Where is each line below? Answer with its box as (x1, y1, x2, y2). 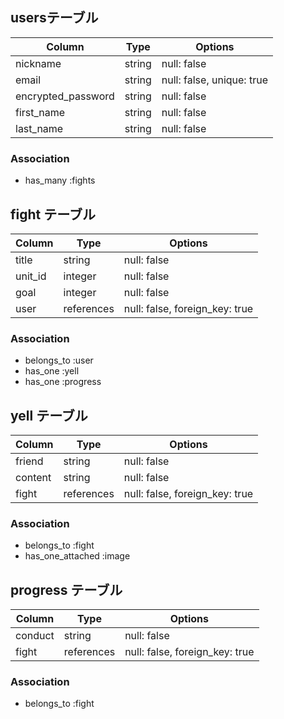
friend (15, 454, 44, 468)
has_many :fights (24, 174, 96, 187)
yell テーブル (10, 407, 88, 424)
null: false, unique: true (161, 73, 268, 87)
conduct (15, 629, 55, 643)
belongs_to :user (24, 354, 94, 367)
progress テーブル (10, 581, 123, 598)
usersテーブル (10, 9, 99, 27)
